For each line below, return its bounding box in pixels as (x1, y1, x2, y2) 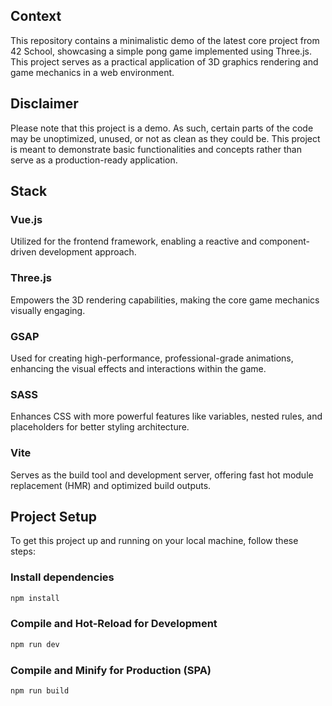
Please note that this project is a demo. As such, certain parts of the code (10, 122, 314, 134)
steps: (10, 545, 36, 558)
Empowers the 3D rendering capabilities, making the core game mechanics (10, 294, 320, 306)
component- (258, 235, 311, 248)
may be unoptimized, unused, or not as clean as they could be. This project (10, 132, 321, 144)
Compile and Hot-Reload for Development (10, 617, 218, 631)
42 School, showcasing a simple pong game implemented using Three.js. (10, 45, 312, 57)
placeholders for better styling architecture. (10, 421, 190, 433)
